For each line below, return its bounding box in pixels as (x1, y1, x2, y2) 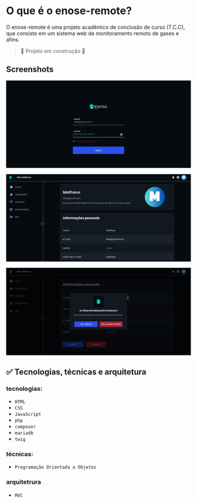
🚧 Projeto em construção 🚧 (20, 47, 86, 54)
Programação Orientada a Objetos (14, 464, 97, 471)
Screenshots (6, 65, 54, 75)
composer (14, 424, 36, 430)
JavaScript (14, 411, 42, 418)
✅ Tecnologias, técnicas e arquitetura (6, 367, 147, 377)
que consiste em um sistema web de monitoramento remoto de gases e (6, 29, 179, 36)
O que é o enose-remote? (6, 4, 132, 18)
